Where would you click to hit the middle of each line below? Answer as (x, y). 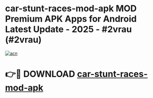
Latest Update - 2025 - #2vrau (68, 29)
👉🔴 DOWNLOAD (40, 74)
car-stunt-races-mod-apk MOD (71, 9)
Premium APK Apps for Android (71, 19)
